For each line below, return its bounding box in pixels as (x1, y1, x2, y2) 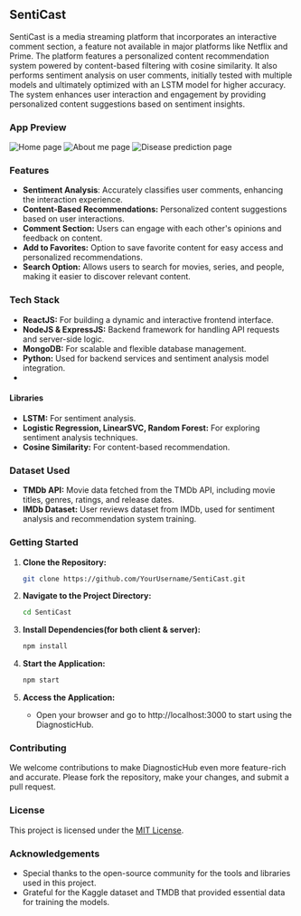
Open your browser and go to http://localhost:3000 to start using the (35, 710, 292, 720)
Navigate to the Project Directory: (22, 590, 152, 601)
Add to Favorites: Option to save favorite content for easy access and (22, 242, 284, 253)
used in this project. (22, 877, 97, 888)
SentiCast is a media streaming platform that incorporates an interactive (9, 31, 277, 42)
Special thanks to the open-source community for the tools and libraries (22, 867, 291, 878)
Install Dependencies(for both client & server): (22, 624, 201, 636)
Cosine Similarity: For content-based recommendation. (22, 441, 230, 452)
